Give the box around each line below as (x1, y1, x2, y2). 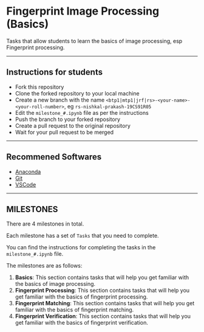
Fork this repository (15, 83, 64, 91)
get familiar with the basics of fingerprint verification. (15, 319, 149, 327)
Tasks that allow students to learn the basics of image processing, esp (6, 37, 183, 44)
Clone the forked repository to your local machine (15, 89, 140, 97)
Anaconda (15, 168, 41, 175)
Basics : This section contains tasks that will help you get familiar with (15, 274, 189, 281)
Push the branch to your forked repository (15, 116, 120, 123)
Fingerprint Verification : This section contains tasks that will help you (15, 313, 191, 320)
